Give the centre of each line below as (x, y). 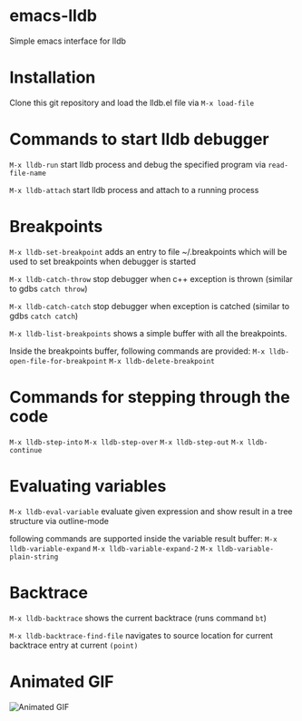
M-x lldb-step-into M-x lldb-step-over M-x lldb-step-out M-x (127, 442)
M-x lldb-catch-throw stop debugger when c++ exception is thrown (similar (151, 278)
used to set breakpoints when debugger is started (103, 261)
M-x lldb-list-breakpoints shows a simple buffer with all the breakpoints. (148, 333)
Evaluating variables (88, 486)
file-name (28, 173)
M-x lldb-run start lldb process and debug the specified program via (138, 164)
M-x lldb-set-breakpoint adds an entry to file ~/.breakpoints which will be (148, 251)
